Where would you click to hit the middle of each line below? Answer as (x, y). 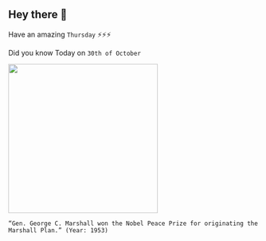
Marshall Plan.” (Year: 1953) (59, 230)
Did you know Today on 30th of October (75, 52)
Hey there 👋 (38, 15)
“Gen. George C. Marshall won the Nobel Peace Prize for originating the (133, 224)
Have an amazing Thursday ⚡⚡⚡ (60, 34)
